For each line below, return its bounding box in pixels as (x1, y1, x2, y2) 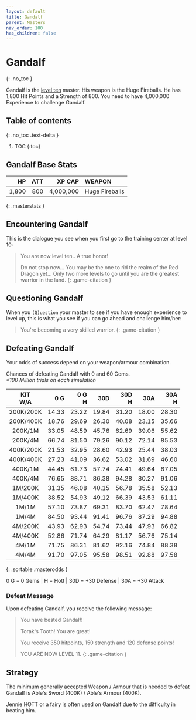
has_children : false (6, 31, 57, 36)
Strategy (6, 667, 39, 678)
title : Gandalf (6, 14, 43, 20)
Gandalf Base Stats (6, 160, 77, 170)
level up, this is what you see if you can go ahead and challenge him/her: (6, 315, 182, 322)
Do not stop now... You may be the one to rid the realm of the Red (20, 263, 178, 271)
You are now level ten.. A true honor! (20, 252, 109, 259)
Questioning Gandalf (6, 293, 84, 303)
